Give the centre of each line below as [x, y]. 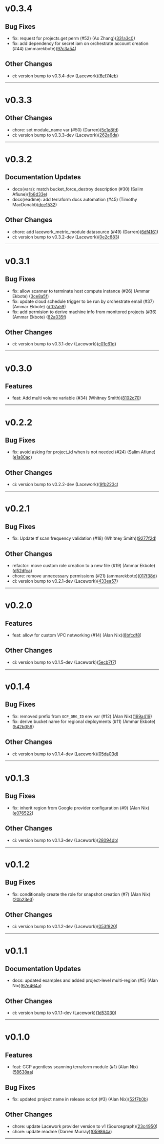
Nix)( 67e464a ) [27, 986]
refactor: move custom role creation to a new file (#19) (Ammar [75, 566]
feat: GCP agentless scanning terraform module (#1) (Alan [70, 1067]
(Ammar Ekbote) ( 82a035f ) [39, 317]
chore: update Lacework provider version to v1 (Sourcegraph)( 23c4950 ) [85, 1126]
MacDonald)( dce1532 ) [34, 204]
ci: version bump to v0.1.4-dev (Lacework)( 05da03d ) [65, 754]
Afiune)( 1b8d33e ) [30, 194]
